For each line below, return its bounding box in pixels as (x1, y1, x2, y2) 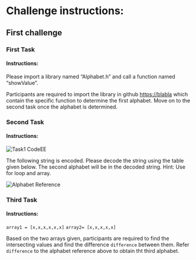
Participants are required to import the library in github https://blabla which (6, 90, 188, 98)
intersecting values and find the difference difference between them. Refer (6, 241, 190, 248)
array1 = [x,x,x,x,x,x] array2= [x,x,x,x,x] (6, 224, 116, 231)
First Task (6, 45, 35, 54)
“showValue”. (6, 79, 38, 86)
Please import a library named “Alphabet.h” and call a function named (6, 73, 175, 80)
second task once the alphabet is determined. (6, 103, 118, 110)
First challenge (6, 28, 63, 38)
